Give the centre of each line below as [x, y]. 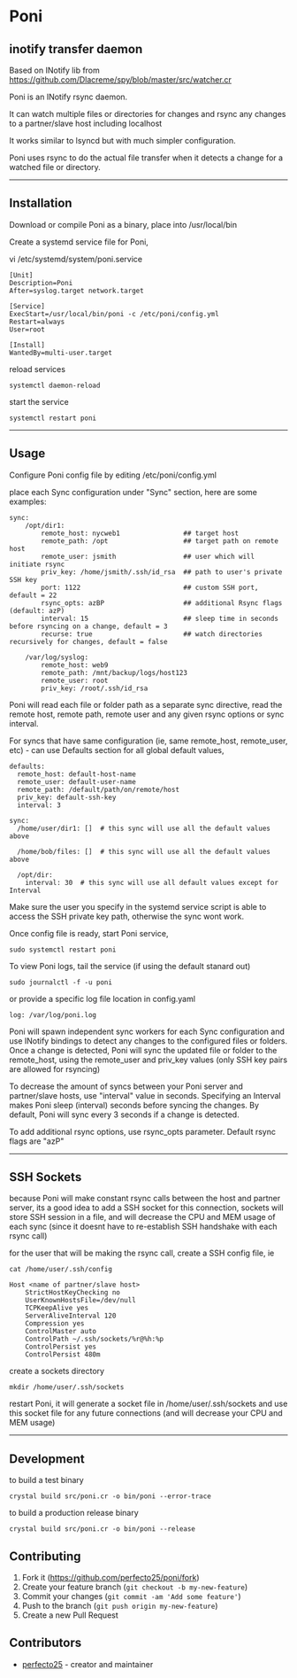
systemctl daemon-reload [55, 385]
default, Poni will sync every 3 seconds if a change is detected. [125, 1115]
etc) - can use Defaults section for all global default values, [117, 750]
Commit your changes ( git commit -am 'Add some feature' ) [131, 1596]
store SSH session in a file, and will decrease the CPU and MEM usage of [142, 1217]
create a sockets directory [57, 1371]
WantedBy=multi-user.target [61, 353]
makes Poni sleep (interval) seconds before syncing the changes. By [134, 1105]
